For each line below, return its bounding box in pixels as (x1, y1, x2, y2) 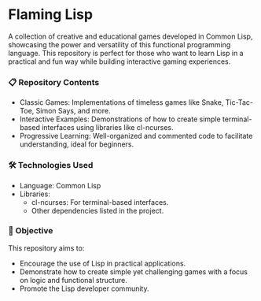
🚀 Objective (8, 225, 53, 236)
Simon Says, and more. (35, 106, 111, 116)
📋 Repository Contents (8, 76, 100, 87)
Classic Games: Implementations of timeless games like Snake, (19, 98, 224, 107)
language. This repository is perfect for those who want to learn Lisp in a (8, 48, 244, 58)
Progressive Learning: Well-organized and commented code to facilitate (19, 132, 253, 141)
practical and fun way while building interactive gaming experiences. (8, 57, 231, 66)
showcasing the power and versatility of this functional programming (8, 39, 231, 49)
